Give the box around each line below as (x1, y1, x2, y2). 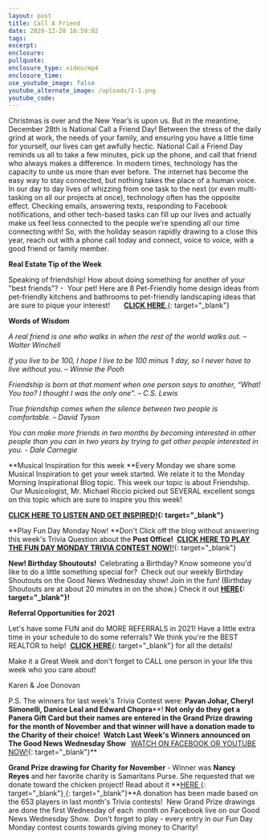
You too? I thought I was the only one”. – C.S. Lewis (8, 389, 178, 398)
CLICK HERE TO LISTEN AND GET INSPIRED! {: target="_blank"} (8, 511, 224, 520)
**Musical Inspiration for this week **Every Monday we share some (8, 461, 236, 471)
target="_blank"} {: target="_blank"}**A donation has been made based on (8, 789, 259, 798)
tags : (8, 34, 26, 43)
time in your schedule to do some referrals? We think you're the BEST (8, 632, 238, 642)
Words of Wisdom (8, 316, 70, 326)
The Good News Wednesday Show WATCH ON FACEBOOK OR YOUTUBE (8, 739, 257, 748)
